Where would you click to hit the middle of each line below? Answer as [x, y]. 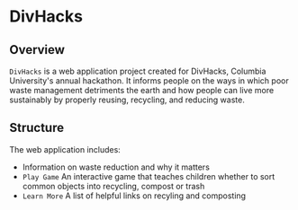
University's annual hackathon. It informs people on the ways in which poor [149, 81]
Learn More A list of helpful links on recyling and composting [134, 196]
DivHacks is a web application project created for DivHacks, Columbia [138, 71]
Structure [37, 128]
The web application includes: [65, 149]
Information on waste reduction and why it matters [116, 167]
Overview [37, 50]
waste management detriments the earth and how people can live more [142, 90]
